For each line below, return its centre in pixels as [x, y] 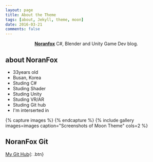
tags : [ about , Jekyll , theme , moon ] [44, 19]
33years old [25, 72]
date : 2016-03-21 [24, 24]
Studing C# [25, 83]
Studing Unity [27, 94]
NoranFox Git [27, 142]
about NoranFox [32, 60]
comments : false [23, 29]
